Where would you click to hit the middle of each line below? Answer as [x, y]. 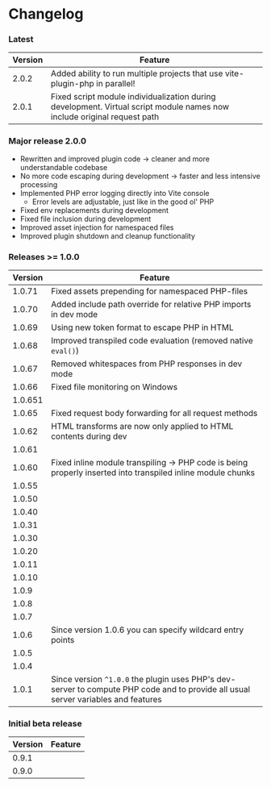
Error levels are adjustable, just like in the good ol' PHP [123, 202]
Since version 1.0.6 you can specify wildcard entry [148, 630]
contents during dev [89, 436]
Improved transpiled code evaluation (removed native [152, 341]
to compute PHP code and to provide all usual [164, 689]
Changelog [46, 14]
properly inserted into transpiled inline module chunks [153, 473]
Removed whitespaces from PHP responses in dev [147, 364]
